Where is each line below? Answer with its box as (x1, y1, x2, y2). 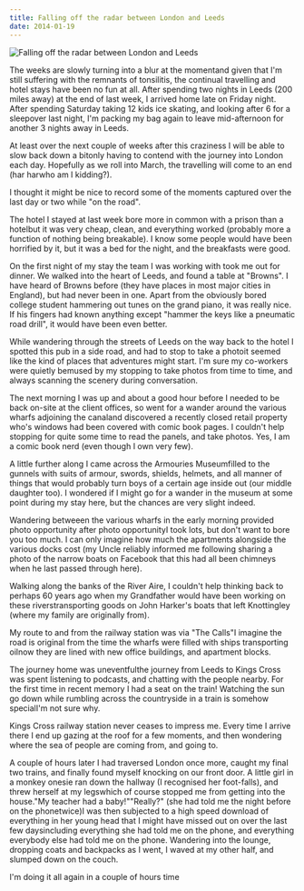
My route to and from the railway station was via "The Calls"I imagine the (9, 626, 283, 637)
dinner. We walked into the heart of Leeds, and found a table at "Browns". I (9, 270, 289, 281)
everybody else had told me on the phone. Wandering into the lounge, (9, 834, 271, 846)
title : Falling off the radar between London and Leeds (9, 13, 225, 23)
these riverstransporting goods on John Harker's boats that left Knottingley (9, 599, 290, 610)
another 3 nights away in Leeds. (9, 122, 130, 133)
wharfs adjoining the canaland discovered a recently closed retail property (9, 411, 288, 423)
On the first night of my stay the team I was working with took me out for (9, 260, 281, 271)
